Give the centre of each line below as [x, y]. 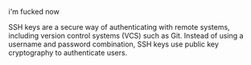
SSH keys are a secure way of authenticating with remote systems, [119, 27]
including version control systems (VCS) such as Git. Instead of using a [126, 36]
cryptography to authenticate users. [68, 53]
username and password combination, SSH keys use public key [114, 44]
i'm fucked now [34, 12]
